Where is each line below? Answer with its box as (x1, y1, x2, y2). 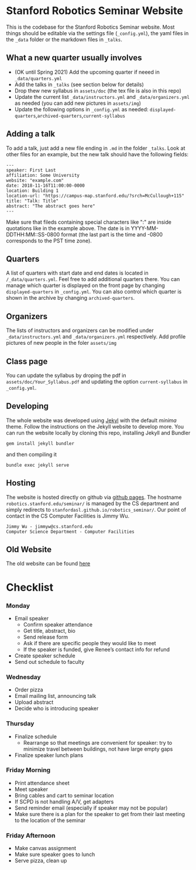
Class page (6, 356, 48, 367)
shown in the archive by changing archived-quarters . (6, 294, 135, 302)
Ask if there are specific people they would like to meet (23, 639, 156, 646)
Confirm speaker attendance (23, 621, 92, 628)
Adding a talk (6, 129, 56, 139)
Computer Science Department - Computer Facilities (6, 529, 135, 535)
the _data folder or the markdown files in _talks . (6, 36, 123, 43)
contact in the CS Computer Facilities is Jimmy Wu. (6, 512, 130, 519)
